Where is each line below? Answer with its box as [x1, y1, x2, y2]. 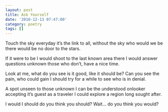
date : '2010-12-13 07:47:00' [5, 17, 67, 22]
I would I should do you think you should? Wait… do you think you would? [5, 101, 159, 107]
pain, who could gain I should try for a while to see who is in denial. [5, 76, 146, 82]
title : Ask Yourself [5, 12, 49, 17]
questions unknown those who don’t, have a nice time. [5, 61, 120, 67]
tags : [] [5, 26, 24, 31]
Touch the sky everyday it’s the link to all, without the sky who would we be [5, 40, 163, 46]
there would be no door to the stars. [5, 46, 81, 52]
